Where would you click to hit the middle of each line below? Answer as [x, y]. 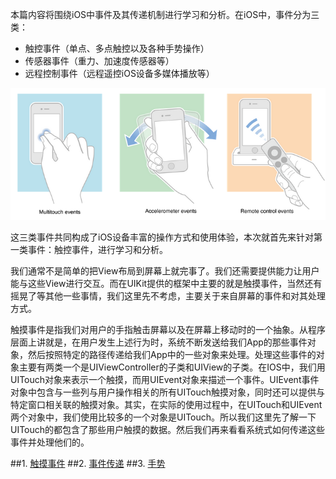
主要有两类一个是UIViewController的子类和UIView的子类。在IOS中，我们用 [172, 367]
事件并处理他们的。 [50, 442]
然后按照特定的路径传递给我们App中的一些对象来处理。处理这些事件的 [172, 354]
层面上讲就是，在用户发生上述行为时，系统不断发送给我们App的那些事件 [159, 342]
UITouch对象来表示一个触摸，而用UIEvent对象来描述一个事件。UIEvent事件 [165, 379]
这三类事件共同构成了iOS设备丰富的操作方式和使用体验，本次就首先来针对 [162, 237]
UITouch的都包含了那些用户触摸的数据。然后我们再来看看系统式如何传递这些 [168, 429]
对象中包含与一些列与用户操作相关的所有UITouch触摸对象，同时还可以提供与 [168, 392]
